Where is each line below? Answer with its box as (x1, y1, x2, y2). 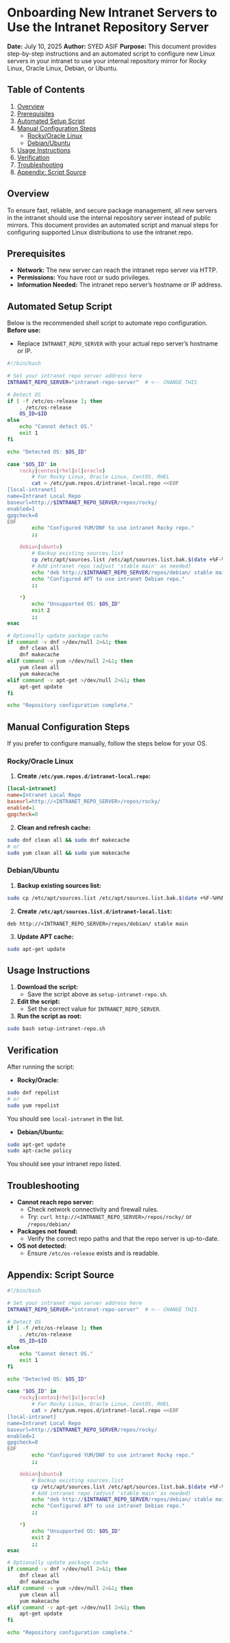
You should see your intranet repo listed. (7, 1160, 122, 1168)
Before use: (7, 326, 41, 335)
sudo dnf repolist (7, 1089, 60, 1096)
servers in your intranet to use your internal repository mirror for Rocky (7, 56, 207, 65)
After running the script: (7, 1062, 75, 1071)
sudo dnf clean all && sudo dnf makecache (7, 836, 130, 843)
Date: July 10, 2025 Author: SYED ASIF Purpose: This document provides (7, 42, 217, 50)
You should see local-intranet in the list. (7, 1115, 125, 1123)
